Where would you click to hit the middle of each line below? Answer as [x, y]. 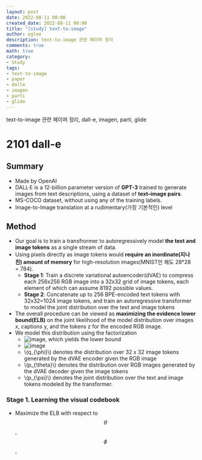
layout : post [23, 12]
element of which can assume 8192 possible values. [88, 288]
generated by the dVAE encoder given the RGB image [90, 359]
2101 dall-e [34, 144]
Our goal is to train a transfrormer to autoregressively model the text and [105, 241]
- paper [16, 79]
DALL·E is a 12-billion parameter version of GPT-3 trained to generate [101, 187]
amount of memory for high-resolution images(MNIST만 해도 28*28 [107, 262]
